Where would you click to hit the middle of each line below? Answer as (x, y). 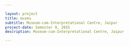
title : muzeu (18, 18)
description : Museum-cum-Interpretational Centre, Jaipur (64, 32)
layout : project (21, 14)
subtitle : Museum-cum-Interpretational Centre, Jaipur (61, 23)
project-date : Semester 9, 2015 (37, 27)
